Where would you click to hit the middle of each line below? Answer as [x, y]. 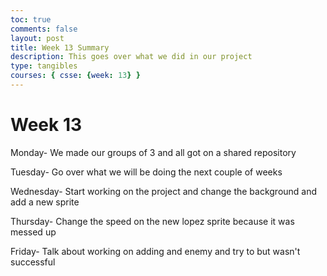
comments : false [44, 29]
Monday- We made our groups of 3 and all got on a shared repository [153, 152]
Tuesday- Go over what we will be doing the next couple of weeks [146, 172]
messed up [33, 232]
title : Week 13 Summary [60, 47]
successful [33, 262]
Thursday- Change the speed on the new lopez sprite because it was [152, 221]
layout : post [37, 38]
